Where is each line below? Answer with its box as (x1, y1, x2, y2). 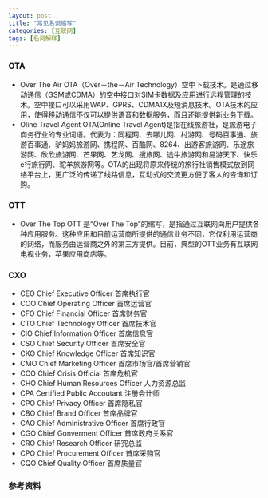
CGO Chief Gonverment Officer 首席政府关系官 (19, 428, 174, 438)
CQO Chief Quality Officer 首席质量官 (19, 459, 143, 468)
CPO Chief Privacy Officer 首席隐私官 (19, 399, 143, 408)
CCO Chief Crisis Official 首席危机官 (19, 369, 138, 378)
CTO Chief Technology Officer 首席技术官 (19, 319, 157, 329)
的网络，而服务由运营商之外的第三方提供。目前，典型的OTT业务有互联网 (19, 239, 258, 249)
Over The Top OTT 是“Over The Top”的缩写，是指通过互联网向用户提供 (19, 219, 254, 229)
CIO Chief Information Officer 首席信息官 (19, 329, 154, 338)
